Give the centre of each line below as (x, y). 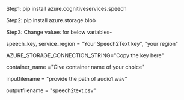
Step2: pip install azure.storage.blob (51, 20)
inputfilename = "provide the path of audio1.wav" (67, 79)
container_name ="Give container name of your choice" (75, 67)
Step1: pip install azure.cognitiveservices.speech (67, 9)
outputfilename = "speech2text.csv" (51, 90)
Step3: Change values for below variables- (59, 32)
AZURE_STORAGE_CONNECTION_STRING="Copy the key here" (85, 55)
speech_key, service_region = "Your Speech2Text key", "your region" (92, 44)
